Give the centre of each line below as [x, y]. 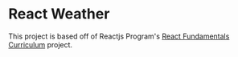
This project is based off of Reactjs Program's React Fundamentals [119, 36]
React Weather [59, 14]
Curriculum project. [41, 44]
